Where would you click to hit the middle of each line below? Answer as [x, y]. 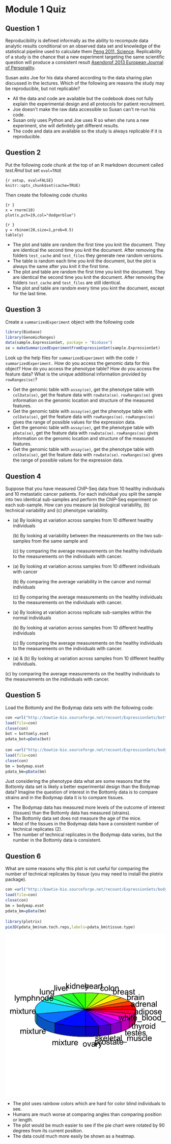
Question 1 [22, 28]
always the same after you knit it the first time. [61, 266]
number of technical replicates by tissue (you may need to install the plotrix [84, 874]
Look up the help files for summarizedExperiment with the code [70, 358]
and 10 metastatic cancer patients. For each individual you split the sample [83, 494]
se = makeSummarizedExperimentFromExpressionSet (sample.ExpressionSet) [83, 348]
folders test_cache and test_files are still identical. [67, 282]
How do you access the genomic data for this [102, 363]
